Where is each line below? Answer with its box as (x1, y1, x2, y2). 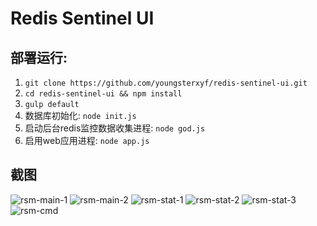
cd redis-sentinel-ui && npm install (24, 89, 183, 99)
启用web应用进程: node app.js (24, 135, 150, 146)
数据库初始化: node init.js (24, 110, 137, 121)
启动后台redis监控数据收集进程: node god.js (24, 122, 206, 134)
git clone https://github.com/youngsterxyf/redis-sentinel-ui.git (24, 78, 308, 88)
